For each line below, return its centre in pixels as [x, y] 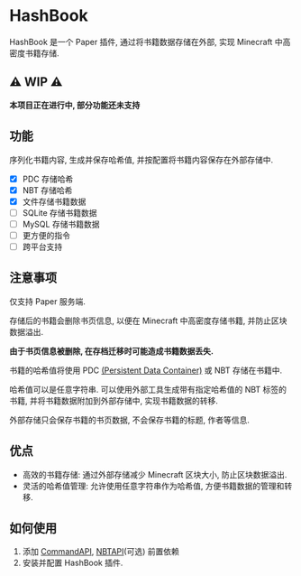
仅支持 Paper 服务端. [47, 301]
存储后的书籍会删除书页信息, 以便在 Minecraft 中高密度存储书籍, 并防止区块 [148, 321]
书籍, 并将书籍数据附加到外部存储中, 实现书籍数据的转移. [114, 400]
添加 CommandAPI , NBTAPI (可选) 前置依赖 [101, 552]
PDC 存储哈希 [48, 179]
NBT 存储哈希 [47, 190]
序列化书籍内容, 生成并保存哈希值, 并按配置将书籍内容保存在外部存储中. [141, 160]
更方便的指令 [46, 235]
